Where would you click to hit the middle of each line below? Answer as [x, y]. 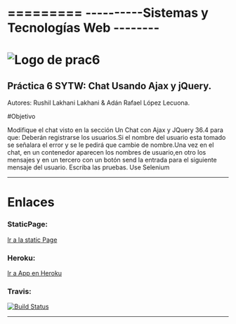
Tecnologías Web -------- [84, 28]
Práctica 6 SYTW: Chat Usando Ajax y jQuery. [110, 86]
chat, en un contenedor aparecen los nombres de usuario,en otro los [107, 153]
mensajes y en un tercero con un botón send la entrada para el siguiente [112, 160]
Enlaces [31, 202]
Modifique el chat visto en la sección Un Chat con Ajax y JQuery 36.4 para [115, 130]
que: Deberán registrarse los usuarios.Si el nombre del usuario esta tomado [117, 138]
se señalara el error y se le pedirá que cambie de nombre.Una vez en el [111, 145]
